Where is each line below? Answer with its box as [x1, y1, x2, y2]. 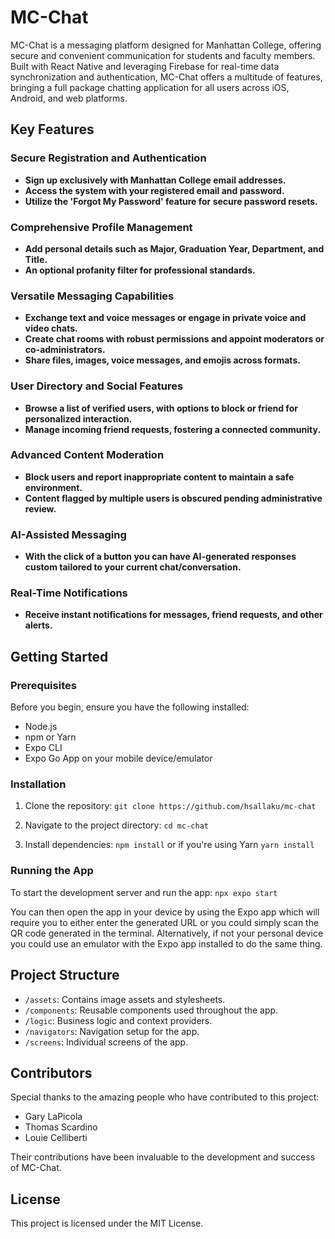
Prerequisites [10, 678, 77, 692]
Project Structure [10, 967, 120, 984]
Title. [24, 253, 48, 265]
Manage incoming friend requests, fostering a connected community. [24, 423, 322, 435]
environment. [24, 481, 83, 493]
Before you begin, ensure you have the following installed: [10, 701, 250, 713]
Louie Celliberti [24, 1132, 88, 1144]
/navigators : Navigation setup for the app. [24, 1025, 200, 1037]
